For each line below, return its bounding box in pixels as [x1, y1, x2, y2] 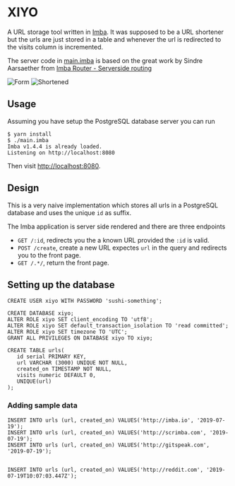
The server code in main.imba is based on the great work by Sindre [7, 56, 203, 64]
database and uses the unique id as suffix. [7, 208, 132, 216]
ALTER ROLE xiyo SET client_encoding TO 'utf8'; [7, 316, 153, 323]
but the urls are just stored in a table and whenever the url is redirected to [7, 35, 222, 43]
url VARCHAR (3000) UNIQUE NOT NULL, [16, 359, 128, 366]
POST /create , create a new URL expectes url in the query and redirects [17, 243, 227, 252]
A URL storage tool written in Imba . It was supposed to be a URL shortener [7, 28, 224, 36]
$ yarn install [7, 130, 52, 138]
